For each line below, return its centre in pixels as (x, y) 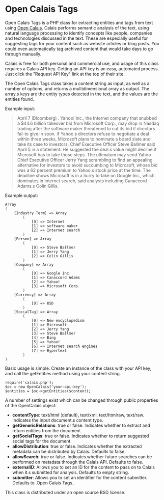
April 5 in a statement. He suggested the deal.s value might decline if (87, 149)
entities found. (20, 99)
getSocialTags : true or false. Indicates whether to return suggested (81, 436)
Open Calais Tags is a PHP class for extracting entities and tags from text (79, 23)
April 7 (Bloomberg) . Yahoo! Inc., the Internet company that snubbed (87, 118)
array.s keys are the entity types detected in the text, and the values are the (82, 94)
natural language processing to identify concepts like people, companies (79, 33)
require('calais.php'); (29, 382)
